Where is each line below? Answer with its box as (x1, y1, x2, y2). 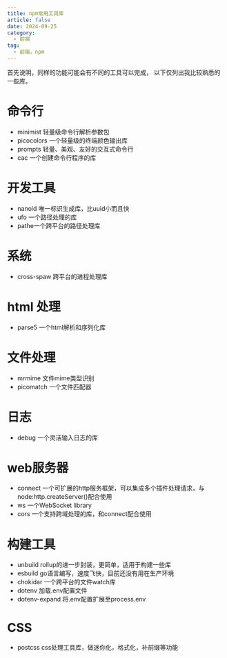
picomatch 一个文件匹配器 (17, 382, 92, 391)
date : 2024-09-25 (7, 23, 57, 30)
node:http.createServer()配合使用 (17, 493, 112, 501)
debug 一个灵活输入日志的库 (17, 433, 98, 442)
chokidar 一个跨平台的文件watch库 (17, 578, 116, 586)
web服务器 (7, 460, 69, 475)
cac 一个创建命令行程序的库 (17, 153, 97, 162)
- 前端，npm (13, 49, 45, 56)
